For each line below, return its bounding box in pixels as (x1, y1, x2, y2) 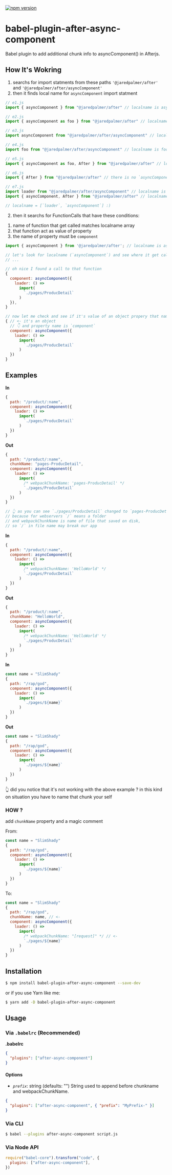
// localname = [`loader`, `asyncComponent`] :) (5, 203, 111, 208)
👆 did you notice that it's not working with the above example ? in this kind (5, 786, 163, 793)
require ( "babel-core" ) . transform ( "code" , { (5, 1155, 100, 1161)
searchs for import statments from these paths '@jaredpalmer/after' (12, 79, 159, 85)
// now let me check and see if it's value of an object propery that (5, 314, 159, 319)
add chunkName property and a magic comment (5, 818, 103, 824)
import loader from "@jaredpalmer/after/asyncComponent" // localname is (5, 189, 166, 195)
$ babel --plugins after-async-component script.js (5, 1132, 118, 1137)
